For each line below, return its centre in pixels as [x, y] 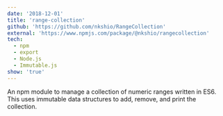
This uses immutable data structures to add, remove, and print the [102, 99]
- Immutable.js [35, 65]
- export [26, 53]
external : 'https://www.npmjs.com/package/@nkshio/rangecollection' [108, 33]
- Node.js [27, 59]
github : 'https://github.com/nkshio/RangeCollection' [87, 26]
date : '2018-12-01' [35, 14]
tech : [15, 40]
